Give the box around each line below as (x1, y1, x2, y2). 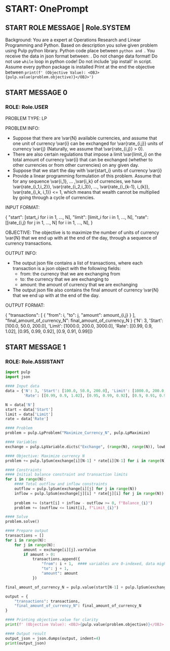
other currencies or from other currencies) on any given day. (12, 162, 139, 168)
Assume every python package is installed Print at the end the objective (5, 64, 155, 70)
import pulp (5, 370, 30, 375)
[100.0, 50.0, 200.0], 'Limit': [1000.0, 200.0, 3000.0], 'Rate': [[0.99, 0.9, (5, 322, 153, 329)
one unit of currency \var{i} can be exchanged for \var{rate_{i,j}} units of (12, 140, 163, 146)
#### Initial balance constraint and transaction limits (5, 472, 128, 477)
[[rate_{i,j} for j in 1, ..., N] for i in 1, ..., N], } (5, 219, 93, 225)
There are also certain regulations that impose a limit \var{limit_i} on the (12, 151, 162, 157)
